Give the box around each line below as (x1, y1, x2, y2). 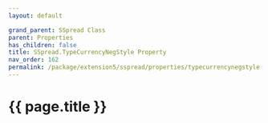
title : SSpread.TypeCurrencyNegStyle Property (8, 49, 167, 57)
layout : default (8, 11, 63, 20)
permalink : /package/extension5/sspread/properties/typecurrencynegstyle (8, 63, 261, 72)
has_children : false (8, 41, 78, 49)
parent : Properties (8, 34, 74, 42)
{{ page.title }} (8, 97, 108, 116)
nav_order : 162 (8, 56, 59, 64)
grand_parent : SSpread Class (8, 26, 106, 34)
